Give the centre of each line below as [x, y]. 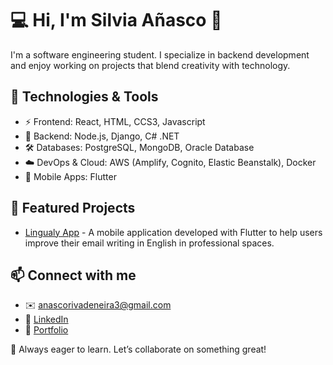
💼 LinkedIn [46, 319]
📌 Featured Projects [73, 208]
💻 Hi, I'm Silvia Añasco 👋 [116, 20]
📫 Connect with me [73, 275]
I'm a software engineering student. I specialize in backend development [160, 54]
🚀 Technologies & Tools [84, 97]
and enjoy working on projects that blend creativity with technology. [150, 65]
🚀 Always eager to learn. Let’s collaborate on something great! [138, 349]
